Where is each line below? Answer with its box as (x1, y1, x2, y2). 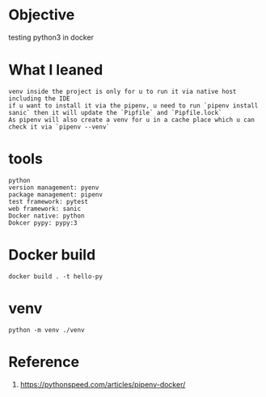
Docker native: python (8, 212, 85, 220)
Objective (8, 6, 75, 24)
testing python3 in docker (8, 32, 95, 42)
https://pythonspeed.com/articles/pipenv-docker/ (19, 379, 186, 389)
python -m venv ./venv (8, 326, 85, 334)
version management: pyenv (8, 184, 99, 192)
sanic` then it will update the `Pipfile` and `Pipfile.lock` (8, 108, 222, 116)
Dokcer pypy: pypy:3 (8, 218, 78, 227)
